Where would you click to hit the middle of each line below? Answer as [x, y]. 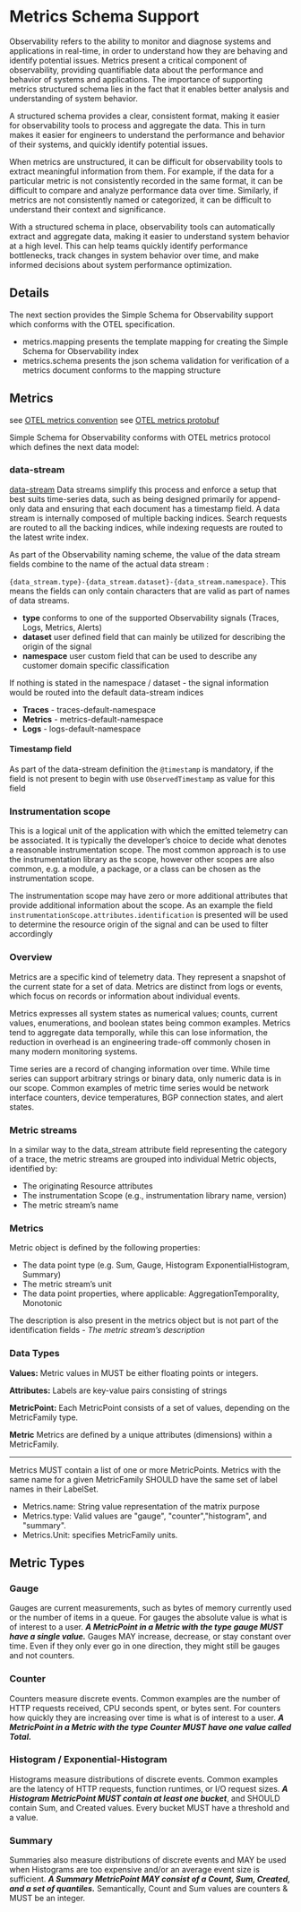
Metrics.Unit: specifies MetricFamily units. [100, 1535]
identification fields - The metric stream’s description [107, 1330]
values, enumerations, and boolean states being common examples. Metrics [150, 1023]
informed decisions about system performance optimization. [121, 264]
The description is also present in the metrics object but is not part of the [144, 1320]
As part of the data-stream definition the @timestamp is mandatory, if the [142, 769]
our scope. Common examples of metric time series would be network [139, 1087]
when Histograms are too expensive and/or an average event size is [134, 1870]
